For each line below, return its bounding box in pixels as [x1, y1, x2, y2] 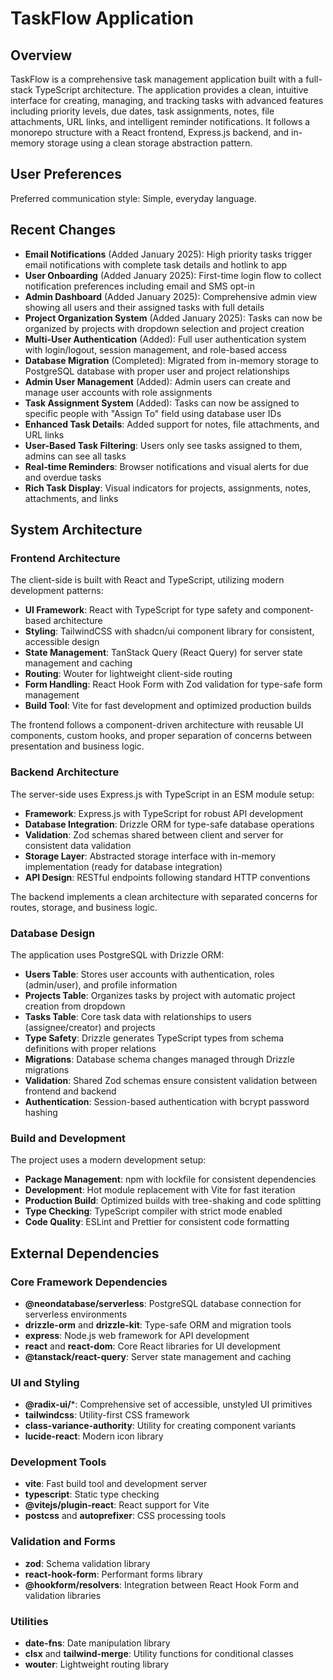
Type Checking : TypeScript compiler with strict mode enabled [24, 1205, 283, 1217]
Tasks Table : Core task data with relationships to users [24, 1010, 252, 1022]
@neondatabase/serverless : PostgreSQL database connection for [24, 1297, 302, 1309]
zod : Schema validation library [24, 1557, 151, 1569]
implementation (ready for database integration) [24, 860, 223, 872]
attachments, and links [24, 492, 119, 504]
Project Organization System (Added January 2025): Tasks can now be [24, 312, 323, 324]
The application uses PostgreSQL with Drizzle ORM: [10, 948, 225, 961]
